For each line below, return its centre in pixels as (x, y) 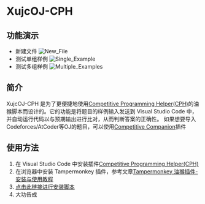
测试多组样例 (31, 66)
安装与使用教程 (34, 179)
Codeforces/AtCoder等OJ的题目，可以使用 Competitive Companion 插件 (96, 126)
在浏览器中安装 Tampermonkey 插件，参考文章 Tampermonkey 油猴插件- (106, 171)
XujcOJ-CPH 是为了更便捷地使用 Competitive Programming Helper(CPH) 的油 (103, 104)
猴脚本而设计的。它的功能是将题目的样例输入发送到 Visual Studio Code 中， (102, 111)
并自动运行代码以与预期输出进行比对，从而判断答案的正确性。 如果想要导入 (101, 119)
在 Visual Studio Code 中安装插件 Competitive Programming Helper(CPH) (107, 164)
